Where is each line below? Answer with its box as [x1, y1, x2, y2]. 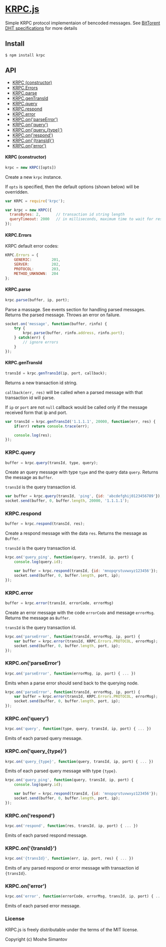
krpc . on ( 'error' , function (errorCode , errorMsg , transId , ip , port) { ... [5, 894, 163, 899]
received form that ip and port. [5, 409, 68, 415]
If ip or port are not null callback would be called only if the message [5, 404, 148, 410]
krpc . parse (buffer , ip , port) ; [5, 297, 70, 302]
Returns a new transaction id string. [5, 380, 78, 386]
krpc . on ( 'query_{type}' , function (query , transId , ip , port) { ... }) [5, 759, 154, 764]
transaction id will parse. [5, 395, 55, 401]
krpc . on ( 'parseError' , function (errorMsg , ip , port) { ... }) [5, 671, 136, 676]
